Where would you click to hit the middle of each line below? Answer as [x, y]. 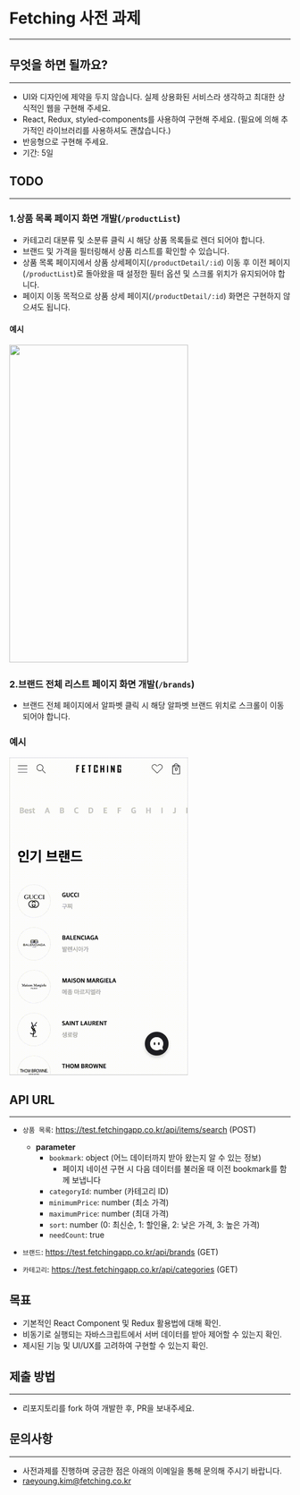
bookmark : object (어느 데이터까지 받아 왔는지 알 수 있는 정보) [155, 1158]
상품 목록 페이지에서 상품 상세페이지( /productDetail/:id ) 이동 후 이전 [144, 262]
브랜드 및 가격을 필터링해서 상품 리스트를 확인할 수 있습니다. [126, 251]
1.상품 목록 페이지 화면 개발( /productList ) [95, 218]
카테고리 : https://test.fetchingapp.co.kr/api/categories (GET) [130, 1270]
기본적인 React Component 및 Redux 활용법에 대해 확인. [121, 1323]
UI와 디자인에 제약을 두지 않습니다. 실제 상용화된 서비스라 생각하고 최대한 [149, 97]
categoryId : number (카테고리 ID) [109, 1192]
